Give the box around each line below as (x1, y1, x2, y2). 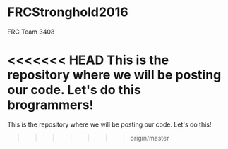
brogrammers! (7, 97, 94, 113)
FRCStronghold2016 (7, 4, 128, 20)
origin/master (130, 134, 169, 142)
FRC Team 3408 (7, 27, 55, 36)
